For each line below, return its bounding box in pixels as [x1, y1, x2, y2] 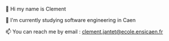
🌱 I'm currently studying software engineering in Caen [5, 17, 136, 23]
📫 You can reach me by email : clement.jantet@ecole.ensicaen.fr [5, 28, 163, 35]
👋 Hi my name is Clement [5, 6, 66, 12]
